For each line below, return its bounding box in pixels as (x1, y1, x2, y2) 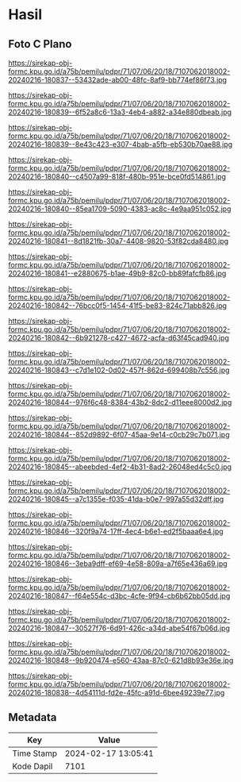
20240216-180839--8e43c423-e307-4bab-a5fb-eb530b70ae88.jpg (8, 140, 233, 148)
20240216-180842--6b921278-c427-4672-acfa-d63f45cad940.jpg (8, 333, 230, 342)
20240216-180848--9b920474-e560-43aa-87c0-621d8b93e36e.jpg (8, 656, 234, 665)
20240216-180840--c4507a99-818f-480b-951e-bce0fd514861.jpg (8, 172, 227, 181)
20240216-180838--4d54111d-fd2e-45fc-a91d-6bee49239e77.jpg (8, 688, 225, 697)
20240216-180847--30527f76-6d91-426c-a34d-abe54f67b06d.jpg (8, 623, 231, 633)
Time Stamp (12, 748, 58, 759)
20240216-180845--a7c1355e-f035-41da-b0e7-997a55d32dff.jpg (8, 495, 224, 503)
